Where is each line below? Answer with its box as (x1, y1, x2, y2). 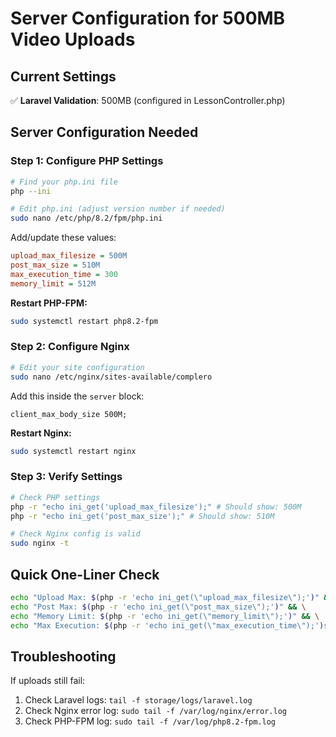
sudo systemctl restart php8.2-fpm (10, 316, 159, 326)
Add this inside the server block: (10, 390, 145, 402)
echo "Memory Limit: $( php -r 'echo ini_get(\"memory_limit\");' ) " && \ (10, 611, 320, 621)
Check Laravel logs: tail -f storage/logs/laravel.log (24, 694, 253, 706)
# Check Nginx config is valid (10, 529, 141, 539)
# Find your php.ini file (10, 177, 118, 187)
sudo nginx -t (10, 538, 70, 549)
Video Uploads (10, 28, 136, 51)
